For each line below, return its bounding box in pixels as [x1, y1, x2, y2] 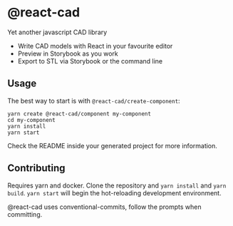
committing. [7, 210, 43, 218]
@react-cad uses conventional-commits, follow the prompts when [7, 202, 202, 211]
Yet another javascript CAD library [7, 28, 108, 36]
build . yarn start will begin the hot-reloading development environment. [7, 188, 222, 197]
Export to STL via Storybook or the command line [17, 56, 163, 65]
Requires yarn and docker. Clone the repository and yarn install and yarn [7, 181, 227, 190]
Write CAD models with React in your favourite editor [17, 41, 173, 50]
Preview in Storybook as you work [17, 49, 119, 58]
